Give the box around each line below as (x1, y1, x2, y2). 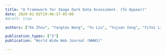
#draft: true (5, 16, 32, 21)
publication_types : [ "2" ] (5, 34, 58, 39)
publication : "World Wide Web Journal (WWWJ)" (5, 38, 103, 43)
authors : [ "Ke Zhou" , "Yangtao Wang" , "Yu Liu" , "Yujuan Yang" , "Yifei (5, 25, 156, 30)
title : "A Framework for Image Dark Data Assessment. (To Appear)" (5, 7, 147, 12)
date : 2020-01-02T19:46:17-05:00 (5, 12, 74, 17)
